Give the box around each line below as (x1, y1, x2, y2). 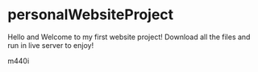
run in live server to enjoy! (7, 40, 94, 50)
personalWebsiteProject (7, 6, 174, 24)
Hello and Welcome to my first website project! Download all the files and (7, 32, 251, 42)
